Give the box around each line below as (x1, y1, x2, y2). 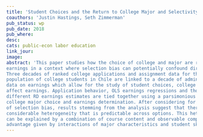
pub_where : (6, 32, 34, 38)
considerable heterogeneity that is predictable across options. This (6, 110, 188, 116)
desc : (6, 37, 20, 43)
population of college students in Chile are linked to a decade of (6, 76, 182, 82)
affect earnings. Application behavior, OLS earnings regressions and (6, 88, 188, 94)
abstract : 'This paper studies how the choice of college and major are (6, 59, 193, 65)
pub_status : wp (6, 20, 45, 26)
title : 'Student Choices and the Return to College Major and (6, 8, 166, 15)
